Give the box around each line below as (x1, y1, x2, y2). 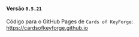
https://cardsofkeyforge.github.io (6, 24, 88, 32)
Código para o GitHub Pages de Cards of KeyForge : (6, 18, 134, 25)
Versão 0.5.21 (6, 5, 42, 12)
